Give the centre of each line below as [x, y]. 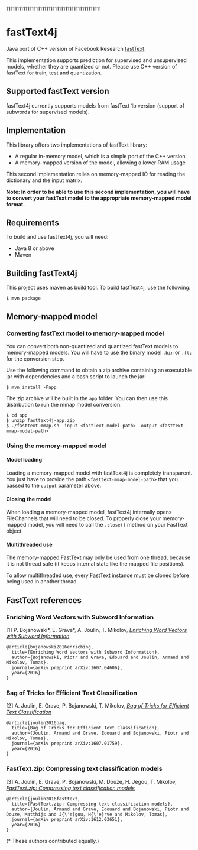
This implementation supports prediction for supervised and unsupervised [97, 60]
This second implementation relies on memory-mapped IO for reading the [96, 174]
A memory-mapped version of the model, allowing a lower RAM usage [100, 163]
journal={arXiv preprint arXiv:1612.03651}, [67, 819]
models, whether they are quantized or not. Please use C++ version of [92, 66]
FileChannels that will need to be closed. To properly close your [84, 518]
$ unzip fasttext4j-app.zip [41, 420]
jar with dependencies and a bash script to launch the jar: [76, 376]
